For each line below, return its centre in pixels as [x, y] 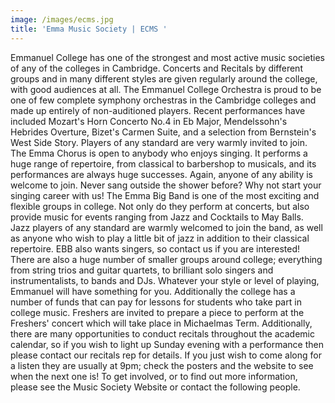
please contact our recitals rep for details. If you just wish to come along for [166, 355]
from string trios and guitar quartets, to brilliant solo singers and [142, 270]
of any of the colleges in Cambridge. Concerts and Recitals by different [156, 68]
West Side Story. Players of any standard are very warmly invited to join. [159, 142]
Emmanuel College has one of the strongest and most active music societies [167, 57]
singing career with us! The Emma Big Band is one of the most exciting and [165, 195]
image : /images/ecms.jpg [62, 19]
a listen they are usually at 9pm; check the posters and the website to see [162, 365]
